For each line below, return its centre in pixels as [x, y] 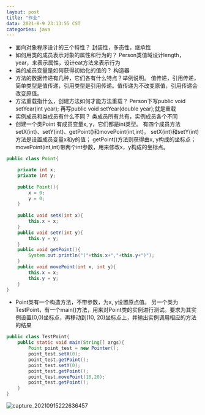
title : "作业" [24, 18]
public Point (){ [38, 187]
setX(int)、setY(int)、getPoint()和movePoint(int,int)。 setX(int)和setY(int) [107, 132]
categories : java [28, 29]
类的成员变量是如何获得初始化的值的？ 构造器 [72, 71]
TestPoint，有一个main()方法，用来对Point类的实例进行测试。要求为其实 [106, 310]
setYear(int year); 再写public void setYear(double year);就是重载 [95, 109]
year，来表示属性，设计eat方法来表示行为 [68, 63]
